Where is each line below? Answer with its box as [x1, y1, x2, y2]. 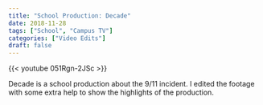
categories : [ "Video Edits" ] [8, 34, 106, 42]
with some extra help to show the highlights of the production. [8, 87, 215, 97]
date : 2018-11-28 [8, 19, 67, 27]
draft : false [8, 42, 52, 50]
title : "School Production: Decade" [8, 11, 131, 20]
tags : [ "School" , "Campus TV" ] [8, 26, 113, 34]
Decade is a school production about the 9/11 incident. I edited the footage [8, 79, 255, 89]
